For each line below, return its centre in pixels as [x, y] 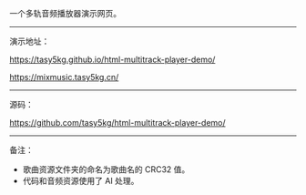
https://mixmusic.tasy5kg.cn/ [64, 77]
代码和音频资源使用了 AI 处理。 [81, 181]
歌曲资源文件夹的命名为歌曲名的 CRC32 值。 [106, 169]
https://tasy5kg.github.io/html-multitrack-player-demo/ [112, 59]
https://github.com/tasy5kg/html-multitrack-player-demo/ [117, 123]
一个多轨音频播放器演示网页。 [65, 13]
